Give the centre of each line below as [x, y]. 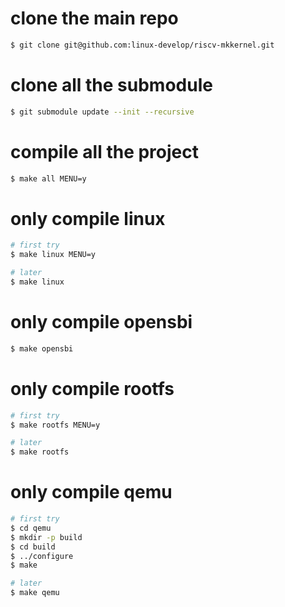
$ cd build [33, 547]
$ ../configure [42, 556]
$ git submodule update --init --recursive [102, 112]
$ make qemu [35, 593]
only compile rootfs [92, 388]
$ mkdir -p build [46, 537]
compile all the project [104, 151]
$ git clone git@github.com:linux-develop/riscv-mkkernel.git [142, 45]
